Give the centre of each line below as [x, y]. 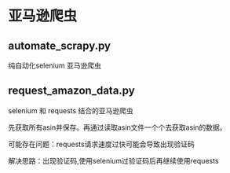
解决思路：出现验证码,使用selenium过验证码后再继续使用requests [113, 160]
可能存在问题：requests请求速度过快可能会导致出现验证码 [101, 144]
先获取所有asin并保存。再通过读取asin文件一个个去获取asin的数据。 [117, 127]
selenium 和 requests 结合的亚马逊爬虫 [71, 110]
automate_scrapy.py [60, 45]
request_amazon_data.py [71, 91]
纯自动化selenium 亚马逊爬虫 [55, 65]
